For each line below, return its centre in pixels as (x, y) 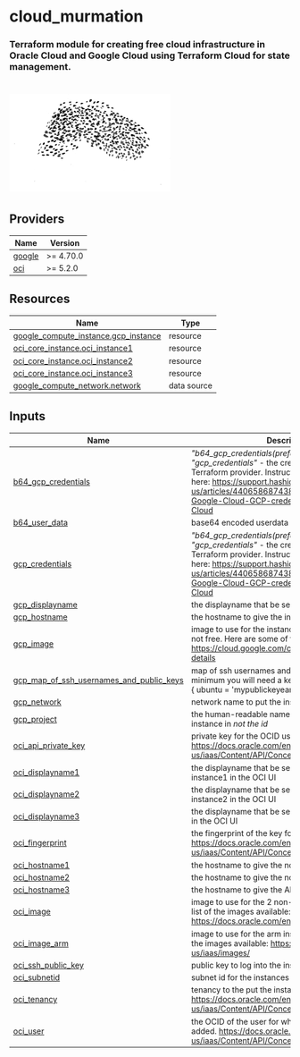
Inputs (28, 416)
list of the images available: (241, 912)
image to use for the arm (236, 934)
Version (65, 242)
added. (204, 1031)
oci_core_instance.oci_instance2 (73, 360)
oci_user (29, 1031)
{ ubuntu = (211, 689)
